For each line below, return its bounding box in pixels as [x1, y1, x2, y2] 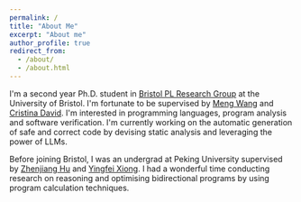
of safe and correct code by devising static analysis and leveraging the [9, 126, 273, 137]
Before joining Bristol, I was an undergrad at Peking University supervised [9, 153, 283, 164]
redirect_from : [9, 47, 67, 56]
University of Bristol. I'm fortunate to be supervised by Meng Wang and [9, 97, 274, 108]
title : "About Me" [9, 22, 78, 31]
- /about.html [17, 64, 70, 73]
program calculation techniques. [9, 182, 130, 193]
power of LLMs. [9, 136, 68, 147]
